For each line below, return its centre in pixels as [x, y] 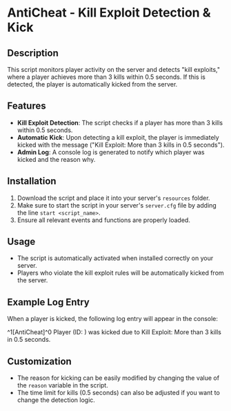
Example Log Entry [48, 302]
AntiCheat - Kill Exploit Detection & [109, 13]
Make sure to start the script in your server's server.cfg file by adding [117, 205]
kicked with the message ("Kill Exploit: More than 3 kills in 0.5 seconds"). [121, 145]
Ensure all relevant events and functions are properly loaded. [104, 220]
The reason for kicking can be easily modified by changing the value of [118, 378]
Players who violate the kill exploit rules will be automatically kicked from [120, 273]
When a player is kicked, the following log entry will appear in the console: [113, 319]
